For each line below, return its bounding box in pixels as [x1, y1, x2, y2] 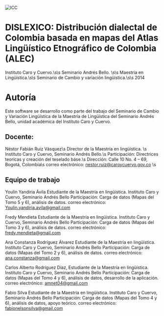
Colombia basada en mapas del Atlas [5, 32, 159, 44]
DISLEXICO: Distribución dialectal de [5, 22, 158, 33]
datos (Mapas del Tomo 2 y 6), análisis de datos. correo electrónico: [5, 250, 143, 256]
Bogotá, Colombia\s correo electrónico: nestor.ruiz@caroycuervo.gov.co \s [5, 161, 157, 167]
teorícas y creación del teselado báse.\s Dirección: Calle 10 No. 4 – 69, [5, 156, 148, 162]
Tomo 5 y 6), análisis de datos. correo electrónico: [5, 199, 107, 205]
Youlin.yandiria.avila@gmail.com [5, 204, 70, 210]
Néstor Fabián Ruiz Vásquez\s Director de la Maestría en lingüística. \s [5, 145, 147, 152]
